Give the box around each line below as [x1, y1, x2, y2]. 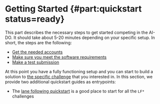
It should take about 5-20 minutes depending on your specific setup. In [14, 35, 155, 40]
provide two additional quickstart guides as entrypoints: [5, 78, 116, 85]
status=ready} [5, 13, 65, 25]
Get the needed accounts [12, 49, 63, 55]
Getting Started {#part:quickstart [5, 3, 142, 14]
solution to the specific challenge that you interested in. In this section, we [5, 74, 153, 79]
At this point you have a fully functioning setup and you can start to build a [5, 68, 153, 74]
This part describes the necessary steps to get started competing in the [5, 29, 148, 35]
